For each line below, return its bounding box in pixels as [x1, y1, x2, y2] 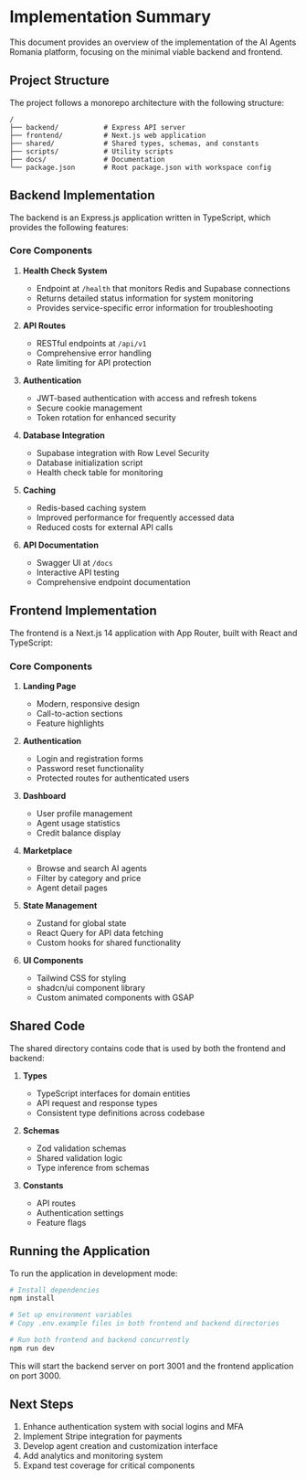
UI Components [22, 954, 84, 965]
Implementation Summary [9, 6, 212, 27]
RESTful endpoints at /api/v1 [36, 337, 147, 348]
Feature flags [36, 1217, 87, 1228]
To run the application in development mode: [9, 1268, 178, 1279]
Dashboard [22, 790, 67, 801]
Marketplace [22, 845, 73, 856]
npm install [9, 1294, 55, 1304]
